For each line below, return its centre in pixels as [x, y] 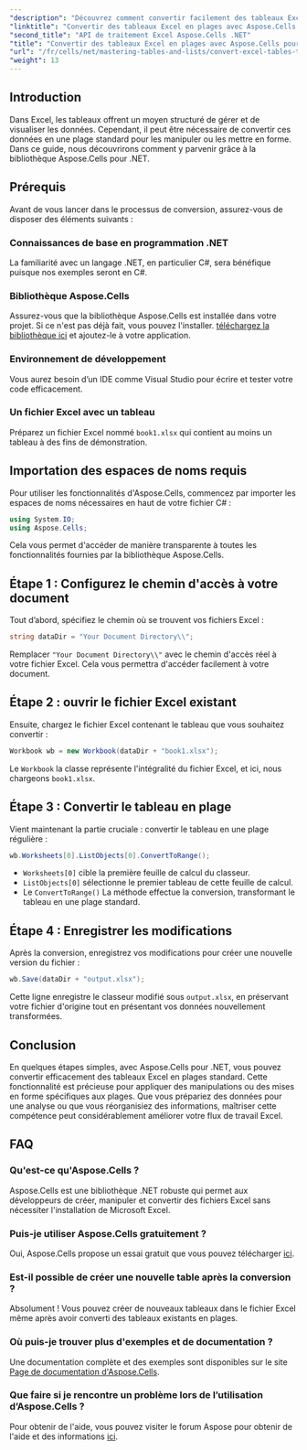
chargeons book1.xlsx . [53, 778]
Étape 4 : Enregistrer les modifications [121, 931]
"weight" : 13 [34, 60]
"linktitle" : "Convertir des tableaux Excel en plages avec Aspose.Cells [153, 27]
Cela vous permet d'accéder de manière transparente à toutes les [133, 545]
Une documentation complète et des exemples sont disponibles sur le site [148, 1362]
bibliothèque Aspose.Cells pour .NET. [80, 158]
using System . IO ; [42, 519]
